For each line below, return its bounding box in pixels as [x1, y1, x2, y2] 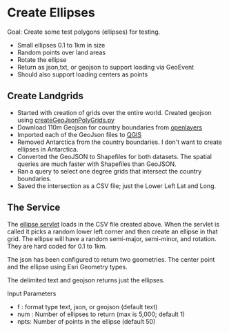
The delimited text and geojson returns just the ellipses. [7, 276, 166, 284]
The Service [7, 202, 61, 214]
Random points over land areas [17, 48, 106, 56]
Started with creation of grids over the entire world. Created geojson [17, 108, 212, 116]
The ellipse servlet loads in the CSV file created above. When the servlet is [7, 220, 219, 228]
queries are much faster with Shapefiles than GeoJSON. [17, 160, 177, 168]
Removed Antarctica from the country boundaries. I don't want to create [17, 138, 222, 146]
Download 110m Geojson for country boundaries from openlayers [17, 123, 202, 132]
